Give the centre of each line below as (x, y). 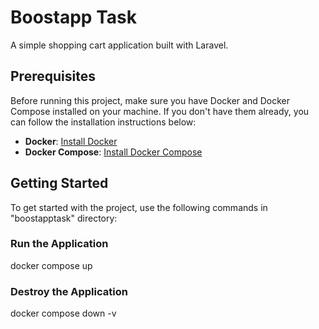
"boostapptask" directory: (64, 218)
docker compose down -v (63, 313)
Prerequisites (53, 76)
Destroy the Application (69, 291)
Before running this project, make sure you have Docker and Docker (150, 100)
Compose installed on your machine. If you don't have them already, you (160, 111)
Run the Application (59, 244)
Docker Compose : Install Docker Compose (113, 152)
